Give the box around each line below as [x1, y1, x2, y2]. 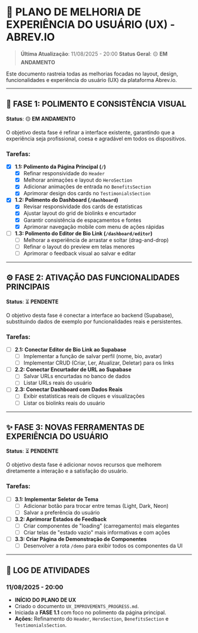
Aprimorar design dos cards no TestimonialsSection [23, 190, 151, 197]
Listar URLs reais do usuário [23, 379, 93, 386]
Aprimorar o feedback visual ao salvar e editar [23, 250, 136, 257]
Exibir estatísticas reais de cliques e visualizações [23, 392, 145, 400]
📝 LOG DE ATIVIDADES [6, 565, 90, 575]
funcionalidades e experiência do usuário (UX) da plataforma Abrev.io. [6, 76, 177, 83]
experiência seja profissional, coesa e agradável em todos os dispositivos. [6, 135, 187, 142]
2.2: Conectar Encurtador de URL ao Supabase [14, 366, 131, 373]
